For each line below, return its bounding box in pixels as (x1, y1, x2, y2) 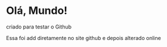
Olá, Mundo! (6, 4, 68, 17)
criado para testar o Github (6, 23, 72, 30)
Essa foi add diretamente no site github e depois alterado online (6, 34, 161, 41)
